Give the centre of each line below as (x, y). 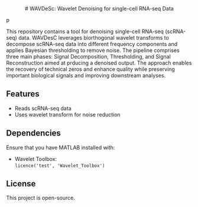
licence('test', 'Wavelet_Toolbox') (60, 166)
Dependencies (33, 133)
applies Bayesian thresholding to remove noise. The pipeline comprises (93, 50)
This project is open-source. (40, 198)
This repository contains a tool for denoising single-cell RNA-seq (85, 31)
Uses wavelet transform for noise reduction (67, 114)
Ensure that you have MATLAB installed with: (61, 147)
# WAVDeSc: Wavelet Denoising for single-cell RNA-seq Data (99, 9)
